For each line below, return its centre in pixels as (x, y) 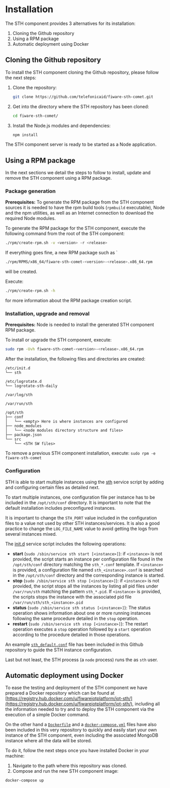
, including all (146, 704)
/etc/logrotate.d (24, 382)
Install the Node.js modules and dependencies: (61, 125)
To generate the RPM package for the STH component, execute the (75, 228)
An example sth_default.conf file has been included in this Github (74, 644)
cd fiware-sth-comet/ (35, 116)
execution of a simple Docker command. (47, 715)
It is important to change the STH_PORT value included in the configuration (81, 518)
